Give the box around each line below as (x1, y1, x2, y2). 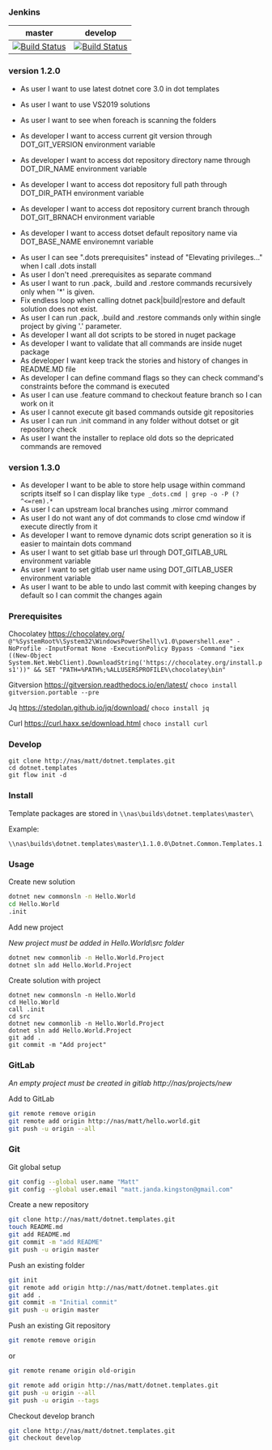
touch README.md (8, 1223, 63, 1231)
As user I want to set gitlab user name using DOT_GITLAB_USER (19, 564, 233, 574)
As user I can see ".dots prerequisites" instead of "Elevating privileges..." (19, 252, 263, 262)
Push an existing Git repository (8, 1320, 111, 1330)
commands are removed (19, 441, 102, 451)
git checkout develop (8, 1434, 82, 1443)
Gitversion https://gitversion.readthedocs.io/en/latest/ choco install (8, 680, 237, 690)
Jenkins (8, 6, 40, 18)
